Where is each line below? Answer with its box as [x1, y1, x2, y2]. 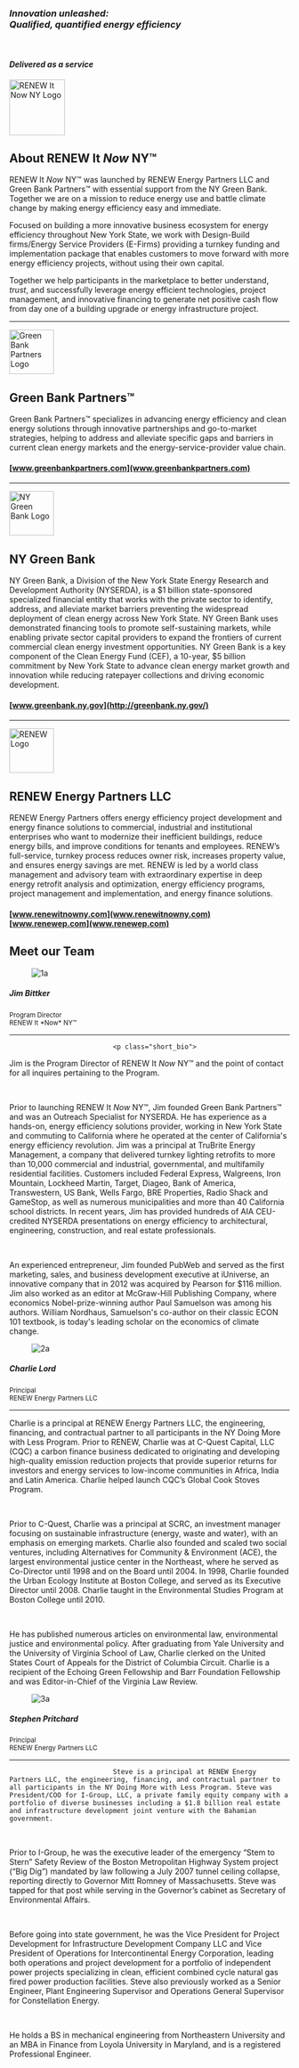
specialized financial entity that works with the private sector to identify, [9, 594, 273, 605]
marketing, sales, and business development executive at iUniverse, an [9, 1269, 270, 1279]
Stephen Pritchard [9, 1713, 78, 1724]
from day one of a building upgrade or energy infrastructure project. [9, 304, 259, 315]
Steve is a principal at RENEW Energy [112, 1768, 256, 1777]
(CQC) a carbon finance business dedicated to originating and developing [9, 1446, 280, 1457]
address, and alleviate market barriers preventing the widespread [9, 604, 249, 615]
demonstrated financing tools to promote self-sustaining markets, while [9, 623, 271, 633]
